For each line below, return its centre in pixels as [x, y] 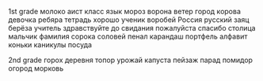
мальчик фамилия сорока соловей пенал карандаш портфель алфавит [128, 36]
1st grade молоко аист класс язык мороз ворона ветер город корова [125, 11]
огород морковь [36, 68]
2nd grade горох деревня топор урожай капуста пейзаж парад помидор [131, 60]
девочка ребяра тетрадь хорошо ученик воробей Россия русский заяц [129, 20]
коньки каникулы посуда [50, 45]
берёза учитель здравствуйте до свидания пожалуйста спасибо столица [132, 28]
